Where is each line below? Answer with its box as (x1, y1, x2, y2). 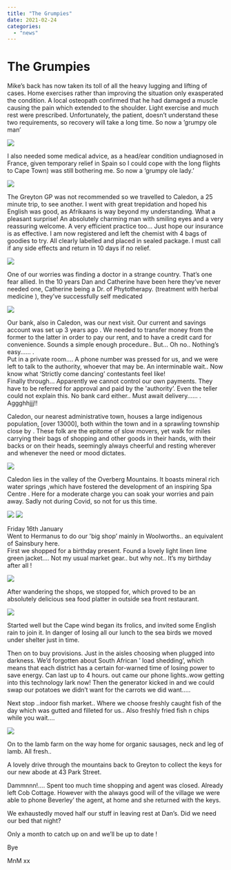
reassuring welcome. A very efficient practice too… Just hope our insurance (7, 222, 224, 231)
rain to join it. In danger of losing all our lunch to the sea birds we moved (7, 628, 212, 637)
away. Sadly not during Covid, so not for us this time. (7, 497, 157, 506)
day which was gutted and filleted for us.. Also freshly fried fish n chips (7, 707, 210, 715)
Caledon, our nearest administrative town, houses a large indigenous (7, 413, 203, 421)
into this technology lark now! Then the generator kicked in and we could (7, 679, 215, 687)
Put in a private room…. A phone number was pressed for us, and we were (7, 355, 219, 364)
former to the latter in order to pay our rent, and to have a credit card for (7, 333, 212, 342)
